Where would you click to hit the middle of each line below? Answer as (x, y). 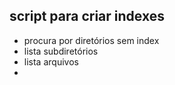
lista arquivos (51, 61)
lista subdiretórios (61, 51)
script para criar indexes (87, 16)
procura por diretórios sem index (91, 40)
